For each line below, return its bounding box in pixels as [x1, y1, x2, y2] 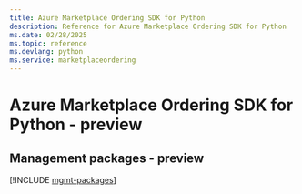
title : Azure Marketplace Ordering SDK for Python [9, 13, 206, 23]
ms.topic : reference [9, 38, 88, 48]
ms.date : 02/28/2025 [9, 30, 88, 39]
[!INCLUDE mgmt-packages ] [9, 175, 116, 185]
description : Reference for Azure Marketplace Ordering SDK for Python [9, 22, 287, 31]
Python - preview [9, 115, 143, 135]
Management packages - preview [9, 150, 205, 166]
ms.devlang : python [9, 47, 84, 56]
